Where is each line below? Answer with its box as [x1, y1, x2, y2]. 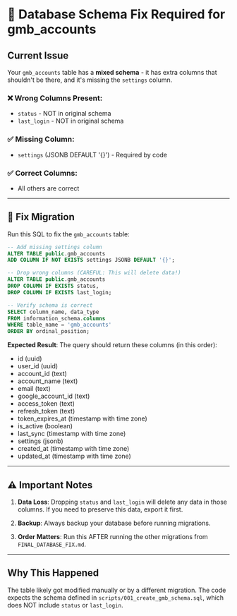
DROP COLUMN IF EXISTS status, [7, 282, 99, 290]
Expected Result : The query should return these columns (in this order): [7, 341, 217, 349]
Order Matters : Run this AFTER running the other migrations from [17, 533, 208, 541]
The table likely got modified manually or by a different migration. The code [7, 586, 226, 594]
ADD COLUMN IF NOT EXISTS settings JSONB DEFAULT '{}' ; [7, 257, 175, 264]
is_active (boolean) [17, 422, 73, 430]
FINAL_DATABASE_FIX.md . [17, 540, 87, 549]
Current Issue [7, 49, 69, 61]
